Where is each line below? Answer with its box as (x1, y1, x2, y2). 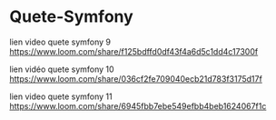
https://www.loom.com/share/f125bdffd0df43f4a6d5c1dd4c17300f (9, 45, 259, 56)
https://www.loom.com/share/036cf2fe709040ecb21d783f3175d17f (9, 73, 263, 84)
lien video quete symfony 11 (9, 91, 113, 102)
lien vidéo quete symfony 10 (9, 64, 115, 75)
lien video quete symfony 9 (9, 36, 112, 47)
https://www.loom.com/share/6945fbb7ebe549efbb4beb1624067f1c (9, 100, 267, 111)
